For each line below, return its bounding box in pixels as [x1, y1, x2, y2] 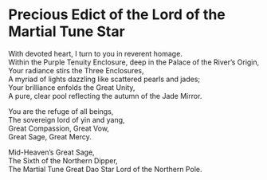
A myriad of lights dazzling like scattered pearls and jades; [8, 74, 201, 84]
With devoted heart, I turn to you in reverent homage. [8, 49, 183, 58]
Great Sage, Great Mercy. [8, 131, 92, 141]
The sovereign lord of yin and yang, [8, 115, 125, 124]
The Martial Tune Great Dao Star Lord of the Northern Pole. [8, 164, 202, 174]
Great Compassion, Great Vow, [8, 123, 110, 133]
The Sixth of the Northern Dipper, [8, 155, 118, 165]
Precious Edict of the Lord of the [8, 6, 226, 24]
